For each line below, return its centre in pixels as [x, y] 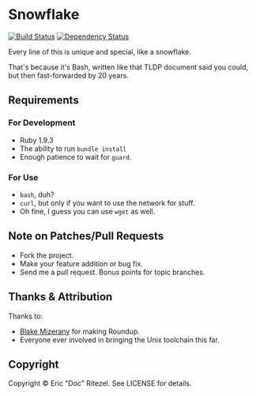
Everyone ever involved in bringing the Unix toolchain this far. [119, 339]
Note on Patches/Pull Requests [86, 236]
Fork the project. [47, 255]
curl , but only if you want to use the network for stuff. [107, 202]
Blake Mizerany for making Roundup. [79, 331]
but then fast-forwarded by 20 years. [68, 75]
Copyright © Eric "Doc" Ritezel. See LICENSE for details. [100, 383]
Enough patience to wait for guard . [75, 157]
